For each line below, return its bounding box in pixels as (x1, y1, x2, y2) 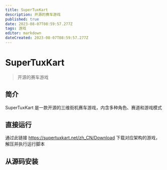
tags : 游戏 (5, 26, 27, 31)
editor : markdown (5, 31, 42, 36)
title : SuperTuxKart (5, 7, 49, 13)
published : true (5, 17, 39, 22)
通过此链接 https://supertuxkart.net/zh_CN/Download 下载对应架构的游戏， (5, 135, 160, 141)
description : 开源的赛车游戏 (5, 12, 61, 17)
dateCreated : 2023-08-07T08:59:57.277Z (5, 36, 89, 41)
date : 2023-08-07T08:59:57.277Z (5, 21, 73, 27)
